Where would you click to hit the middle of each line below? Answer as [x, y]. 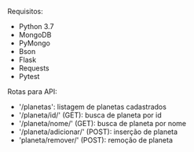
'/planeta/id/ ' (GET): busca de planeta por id [90, 115]
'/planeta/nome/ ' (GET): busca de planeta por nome [102, 123]
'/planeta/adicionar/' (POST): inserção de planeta [98, 132]
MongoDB [35, 35]
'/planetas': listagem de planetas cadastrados [92, 107]
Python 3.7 [36, 26]
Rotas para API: [33, 92]
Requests [34, 68]
